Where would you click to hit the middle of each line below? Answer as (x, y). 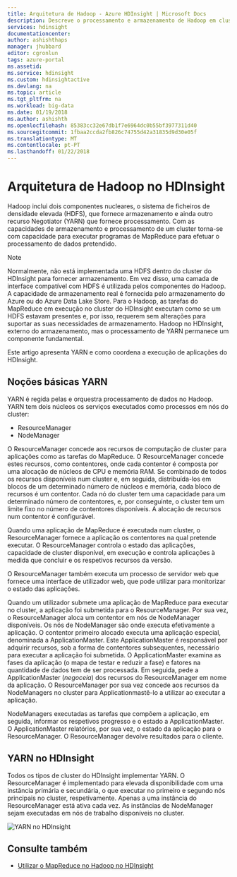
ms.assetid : (25, 66)
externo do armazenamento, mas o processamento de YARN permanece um (118, 331)
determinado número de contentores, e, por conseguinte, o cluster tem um (116, 501)
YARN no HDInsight (51, 759)
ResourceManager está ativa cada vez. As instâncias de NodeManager (110, 805)
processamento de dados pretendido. (62, 244)
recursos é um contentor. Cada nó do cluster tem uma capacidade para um (116, 494)
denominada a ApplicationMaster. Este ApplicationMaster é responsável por (117, 640)
